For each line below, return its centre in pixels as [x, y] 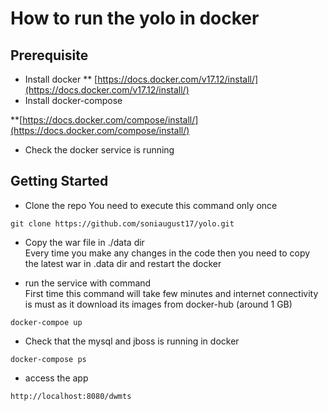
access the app [56, 378]
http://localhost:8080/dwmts [71, 396]
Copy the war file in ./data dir [84, 242]
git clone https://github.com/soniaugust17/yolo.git [122, 223]
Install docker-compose [73, 100]
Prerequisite [49, 55]
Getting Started [59, 181]
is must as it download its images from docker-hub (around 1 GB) [158, 304]
